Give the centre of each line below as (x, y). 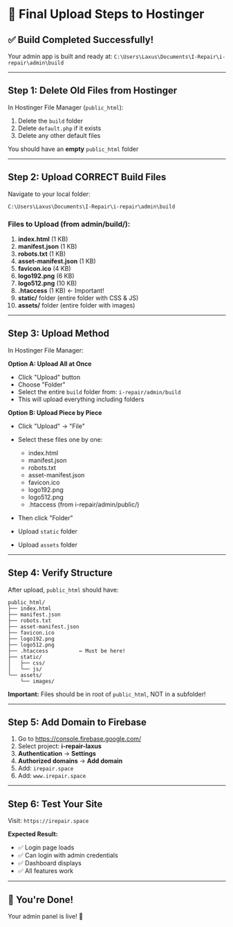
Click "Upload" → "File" (52, 426)
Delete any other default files (59, 135)
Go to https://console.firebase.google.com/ (80, 739)
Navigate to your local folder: (49, 194)
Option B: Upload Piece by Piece (55, 412)
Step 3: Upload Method (59, 334)
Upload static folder (48, 531)
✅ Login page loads (46, 847)
